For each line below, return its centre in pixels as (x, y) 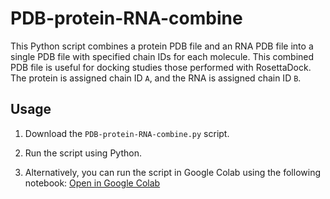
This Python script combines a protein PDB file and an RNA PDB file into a (162, 46)
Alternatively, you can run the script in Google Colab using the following (172, 172)
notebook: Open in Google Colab (92, 183)
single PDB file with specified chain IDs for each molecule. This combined (162, 56)
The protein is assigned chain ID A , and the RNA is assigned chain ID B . (156, 78)
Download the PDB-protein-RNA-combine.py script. (127, 133)
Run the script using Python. (83, 153)
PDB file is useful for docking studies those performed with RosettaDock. (161, 67)
